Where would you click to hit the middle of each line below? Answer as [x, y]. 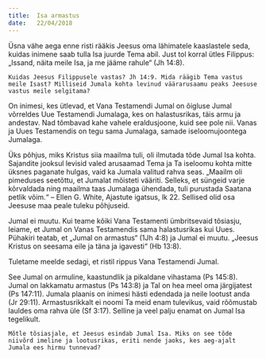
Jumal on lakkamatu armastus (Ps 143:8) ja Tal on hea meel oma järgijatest [130, 285]
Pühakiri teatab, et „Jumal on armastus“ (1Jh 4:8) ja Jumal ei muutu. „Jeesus [133, 237]
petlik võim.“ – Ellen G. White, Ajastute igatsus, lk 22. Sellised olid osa [122, 197]
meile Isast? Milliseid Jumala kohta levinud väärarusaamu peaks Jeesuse [133, 84]
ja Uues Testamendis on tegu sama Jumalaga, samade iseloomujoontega [127, 131]
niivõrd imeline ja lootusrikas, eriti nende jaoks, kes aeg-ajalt [122, 341]
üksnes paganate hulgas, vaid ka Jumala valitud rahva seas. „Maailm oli [125, 171]
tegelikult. [25, 319]
